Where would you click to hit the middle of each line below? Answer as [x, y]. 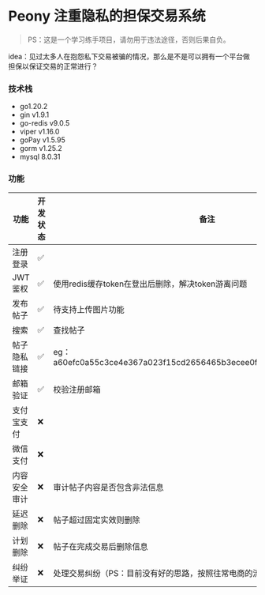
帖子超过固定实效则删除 [97, 520]
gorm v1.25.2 [41, 149]
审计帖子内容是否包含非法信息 [108, 487]
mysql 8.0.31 [40, 157]
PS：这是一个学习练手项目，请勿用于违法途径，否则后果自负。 [129, 40]
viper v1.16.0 [39, 132]
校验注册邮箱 [77, 390]
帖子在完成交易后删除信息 [101, 546]
